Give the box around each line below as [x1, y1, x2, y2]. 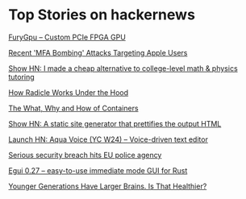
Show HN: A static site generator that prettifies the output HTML [8, 118, 222, 128]
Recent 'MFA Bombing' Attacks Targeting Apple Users [8, 48, 188, 57]
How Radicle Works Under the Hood [8, 87, 129, 97]
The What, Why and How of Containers [8, 103, 139, 113]
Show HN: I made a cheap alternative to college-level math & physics [8, 63, 238, 73]
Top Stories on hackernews [8, 6, 196, 24]
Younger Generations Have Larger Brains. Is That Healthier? [8, 181, 207, 191]
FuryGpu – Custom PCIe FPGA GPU [8, 32, 127, 42]
